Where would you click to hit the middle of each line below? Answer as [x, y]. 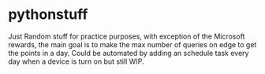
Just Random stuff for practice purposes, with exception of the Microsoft [127, 36]
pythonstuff [48, 15]
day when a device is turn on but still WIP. [76, 61]
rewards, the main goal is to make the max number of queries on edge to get [132, 44]
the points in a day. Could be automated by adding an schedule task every [129, 53]
